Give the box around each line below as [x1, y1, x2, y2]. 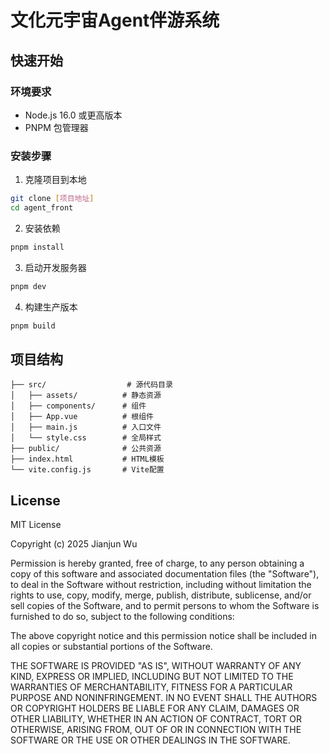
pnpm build [10, 321, 56, 331]
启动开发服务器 [24, 261, 87, 273]
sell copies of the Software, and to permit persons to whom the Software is [10, 600, 320, 612]
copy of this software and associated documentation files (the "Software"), [10, 568, 320, 580]
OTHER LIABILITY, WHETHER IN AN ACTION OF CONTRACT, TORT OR [10, 713, 302, 725]
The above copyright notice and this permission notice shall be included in [10, 630, 317, 642]
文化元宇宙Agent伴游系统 [10, 9, 220, 32]
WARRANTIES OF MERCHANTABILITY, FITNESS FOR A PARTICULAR [10, 681, 293, 693]
